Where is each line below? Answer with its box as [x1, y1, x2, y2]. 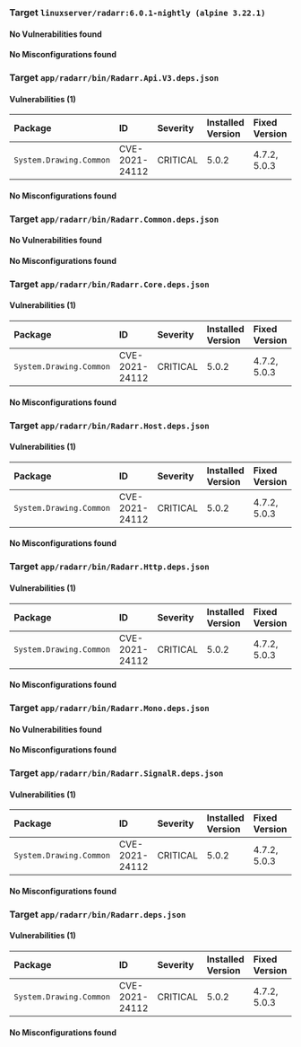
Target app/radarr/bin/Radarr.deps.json [9, 908, 186, 920]
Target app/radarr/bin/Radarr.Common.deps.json [9, 213, 219, 225]
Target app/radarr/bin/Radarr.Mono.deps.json [9, 702, 210, 715]
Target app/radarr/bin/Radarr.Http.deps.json [9, 560, 210, 573]
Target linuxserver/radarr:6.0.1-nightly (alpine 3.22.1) [9, 6, 266, 19]
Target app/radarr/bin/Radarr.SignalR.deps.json [9, 767, 224, 779]
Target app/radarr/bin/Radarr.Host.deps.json [9, 419, 210, 432]
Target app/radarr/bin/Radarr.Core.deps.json [9, 277, 210, 290]
